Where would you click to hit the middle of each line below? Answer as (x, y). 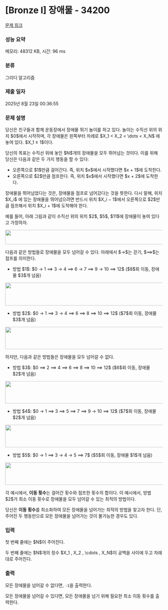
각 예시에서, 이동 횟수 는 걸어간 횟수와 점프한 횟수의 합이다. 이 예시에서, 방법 (78, 493)
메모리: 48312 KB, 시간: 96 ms (35, 51)
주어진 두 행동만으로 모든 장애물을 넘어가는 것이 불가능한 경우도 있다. (72, 516)
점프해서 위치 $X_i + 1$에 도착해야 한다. (49, 206)
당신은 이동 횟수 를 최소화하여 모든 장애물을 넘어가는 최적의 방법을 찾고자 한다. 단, (84, 510)
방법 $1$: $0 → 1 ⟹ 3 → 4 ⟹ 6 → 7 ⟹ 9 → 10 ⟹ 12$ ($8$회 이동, (81, 269)
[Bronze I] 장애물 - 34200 (57, 10)
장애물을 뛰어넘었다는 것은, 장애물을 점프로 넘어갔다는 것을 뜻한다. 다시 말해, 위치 (84, 193)
